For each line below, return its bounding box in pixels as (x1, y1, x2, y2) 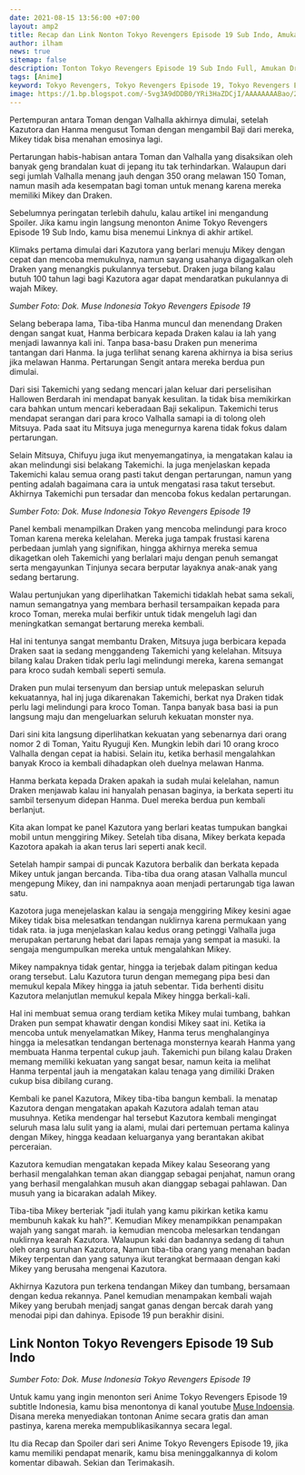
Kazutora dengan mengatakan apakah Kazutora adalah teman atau (9, 1102, 259, 1113)
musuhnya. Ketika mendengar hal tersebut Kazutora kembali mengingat (9, 1112, 277, 1123)
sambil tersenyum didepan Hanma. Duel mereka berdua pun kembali (9, 794, 266, 805)
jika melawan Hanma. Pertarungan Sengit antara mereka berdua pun (9, 356, 265, 368)
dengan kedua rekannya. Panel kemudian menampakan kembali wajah (9, 1290, 272, 1301)
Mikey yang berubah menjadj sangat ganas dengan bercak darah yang (9, 1300, 274, 1311)
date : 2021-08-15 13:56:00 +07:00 (9, 13, 141, 23)
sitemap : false (9, 55, 67, 64)
